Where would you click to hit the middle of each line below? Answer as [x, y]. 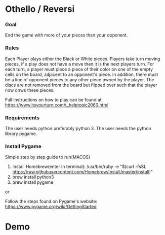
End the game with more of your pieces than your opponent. [66, 35]
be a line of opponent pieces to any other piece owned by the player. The [80, 79]
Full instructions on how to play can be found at [54, 100]
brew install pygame [33, 182]
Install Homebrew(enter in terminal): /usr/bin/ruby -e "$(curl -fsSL [79, 167]
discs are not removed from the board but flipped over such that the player [81, 85]
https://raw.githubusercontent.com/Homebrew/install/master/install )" [82, 172]
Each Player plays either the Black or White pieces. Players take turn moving [83, 59]
